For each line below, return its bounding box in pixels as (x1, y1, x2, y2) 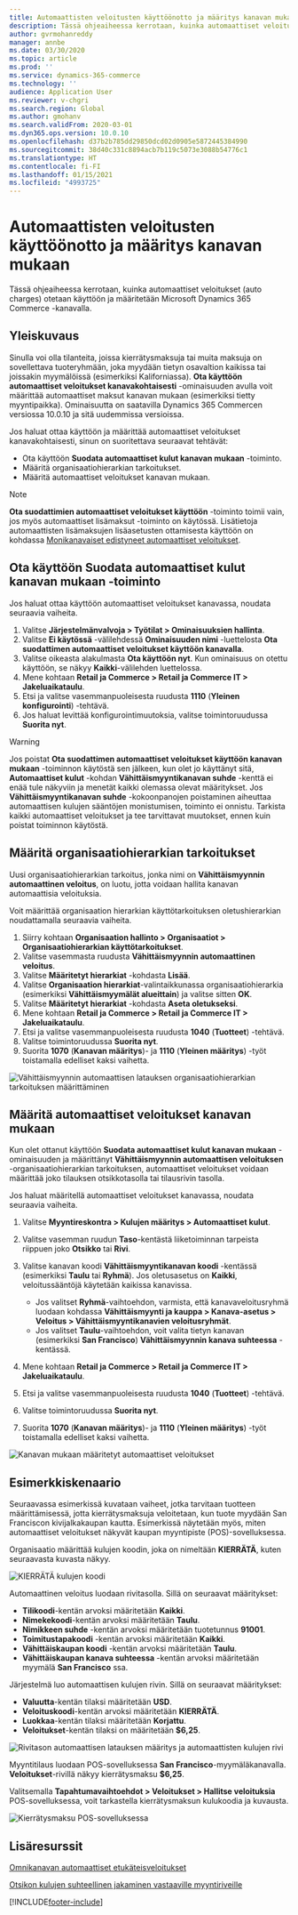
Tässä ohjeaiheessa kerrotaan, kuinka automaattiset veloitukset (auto (9, 284, 263, 294)
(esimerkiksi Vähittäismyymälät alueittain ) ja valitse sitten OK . (21, 988, 253, 999)
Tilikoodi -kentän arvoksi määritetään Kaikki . (21, 1605, 185, 1616)
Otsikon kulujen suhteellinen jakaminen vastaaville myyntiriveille (9, 1879, 243, 1890)
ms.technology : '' (9, 79, 77, 88)
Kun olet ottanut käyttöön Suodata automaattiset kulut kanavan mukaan (9, 1145, 277, 1155)
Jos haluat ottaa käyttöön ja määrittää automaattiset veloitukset (9, 426, 241, 437)
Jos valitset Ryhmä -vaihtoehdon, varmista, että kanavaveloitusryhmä (35, 1297, 289, 1308)
